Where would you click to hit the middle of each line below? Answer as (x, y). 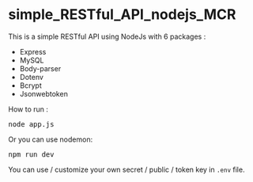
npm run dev (31, 154)
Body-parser (40, 68)
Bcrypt (30, 85)
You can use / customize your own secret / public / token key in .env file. (126, 169)
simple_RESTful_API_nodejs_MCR (122, 15)
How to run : (28, 109)
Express (33, 51)
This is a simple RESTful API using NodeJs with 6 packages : (107, 36)
